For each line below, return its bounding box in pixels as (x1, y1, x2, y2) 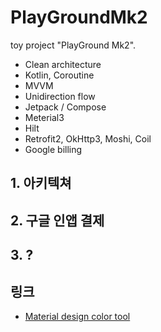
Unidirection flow (24, 90, 96, 102)
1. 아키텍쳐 (10, 175, 72, 192)
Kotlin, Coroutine (24, 69, 95, 81)
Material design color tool (24, 310, 131, 322)
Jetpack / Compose (24, 101, 107, 113)
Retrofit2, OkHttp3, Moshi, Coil (24, 132, 152, 145)
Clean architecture (24, 58, 102, 70)
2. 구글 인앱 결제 (10, 212, 105, 229)
